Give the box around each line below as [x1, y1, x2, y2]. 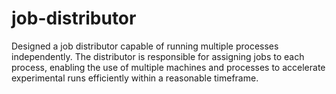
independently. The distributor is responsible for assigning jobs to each [11, 50, 305, 62]
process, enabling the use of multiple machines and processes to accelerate [11, 61, 326, 73]
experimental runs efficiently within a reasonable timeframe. [11, 72, 259, 84]
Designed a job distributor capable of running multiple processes [11, 40, 279, 52]
